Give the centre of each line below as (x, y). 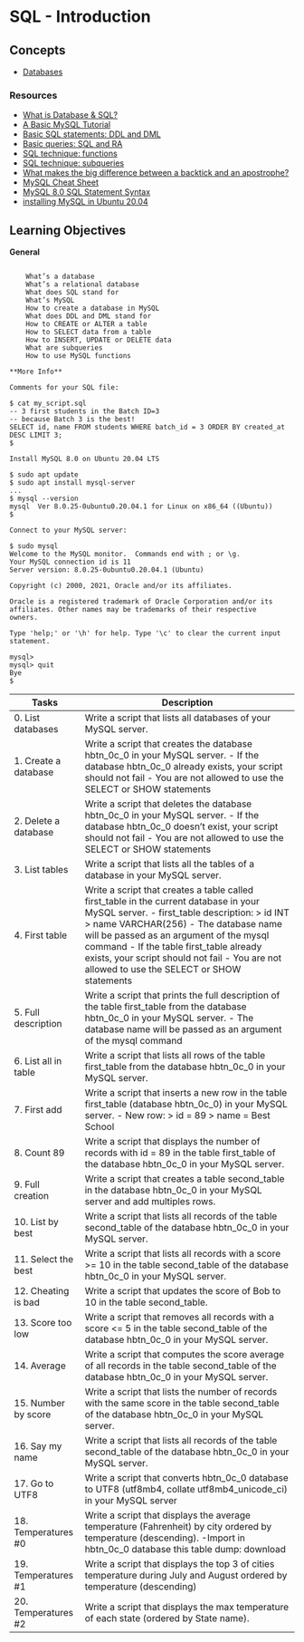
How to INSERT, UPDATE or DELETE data (99, 340)
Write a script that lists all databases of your (178, 718)
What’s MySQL (50, 301)
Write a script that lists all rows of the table (175, 1056)
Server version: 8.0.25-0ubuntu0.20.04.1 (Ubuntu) (107, 570)
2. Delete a (37, 821)
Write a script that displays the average (168, 1515)
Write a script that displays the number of (172, 1142)
